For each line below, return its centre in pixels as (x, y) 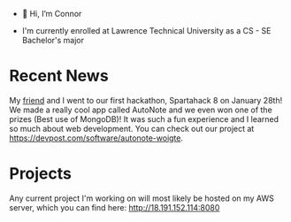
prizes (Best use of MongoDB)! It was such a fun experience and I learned (144, 119)
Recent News (59, 76)
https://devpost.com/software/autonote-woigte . (96, 138)
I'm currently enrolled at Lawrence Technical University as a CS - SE (146, 31)
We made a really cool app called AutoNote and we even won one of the (141, 110)
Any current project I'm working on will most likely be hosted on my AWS (142, 198)
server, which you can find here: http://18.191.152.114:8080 (115, 207)
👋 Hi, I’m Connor (52, 14)
